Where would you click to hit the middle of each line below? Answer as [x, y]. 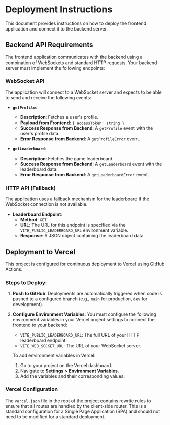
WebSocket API [25, 81]
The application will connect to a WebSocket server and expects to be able [83, 92]
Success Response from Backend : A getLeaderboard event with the [91, 164]
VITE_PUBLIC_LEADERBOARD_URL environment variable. [74, 230]
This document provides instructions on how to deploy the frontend [76, 23]
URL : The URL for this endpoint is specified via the [73, 225]
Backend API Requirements [49, 45]
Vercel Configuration [32, 389]
